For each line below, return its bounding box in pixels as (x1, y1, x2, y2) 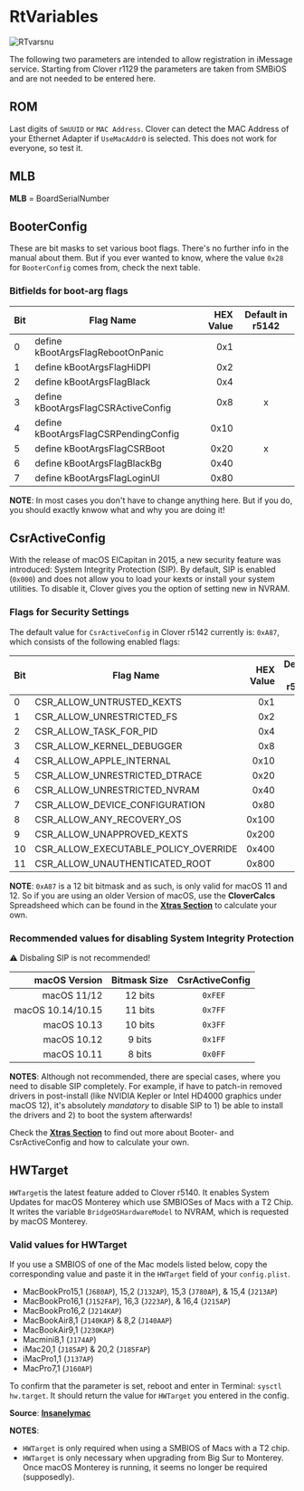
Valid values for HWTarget (9, 1238, 128, 1250)
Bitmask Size (111, 974, 169, 987)
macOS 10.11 (43, 1048, 103, 1060)
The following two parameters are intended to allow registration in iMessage (9, 53, 293, 64)
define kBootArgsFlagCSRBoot (34, 442, 166, 454)
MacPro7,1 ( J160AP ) (22, 1363, 93, 1374)
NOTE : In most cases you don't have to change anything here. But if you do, (9, 495, 293, 506)
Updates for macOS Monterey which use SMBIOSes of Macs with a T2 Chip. (9, 1196, 294, 1207)
